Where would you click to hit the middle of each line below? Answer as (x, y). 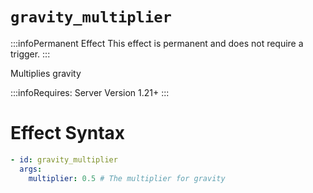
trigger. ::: (30, 54)
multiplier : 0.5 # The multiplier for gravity (127, 178)
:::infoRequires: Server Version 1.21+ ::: (90, 92)
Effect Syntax (68, 133)
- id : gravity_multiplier (64, 159)
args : (31, 169)
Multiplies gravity (46, 73)
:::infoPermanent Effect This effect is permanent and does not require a (157, 43)
